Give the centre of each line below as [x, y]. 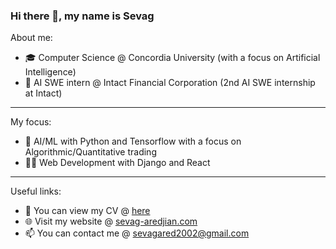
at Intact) [43, 93]
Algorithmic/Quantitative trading [90, 152]
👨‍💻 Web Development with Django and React [117, 163]
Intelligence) [50, 72]
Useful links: [36, 191]
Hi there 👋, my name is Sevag [82, 16]
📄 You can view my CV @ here [87, 211]
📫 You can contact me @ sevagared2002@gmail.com [137, 233]
